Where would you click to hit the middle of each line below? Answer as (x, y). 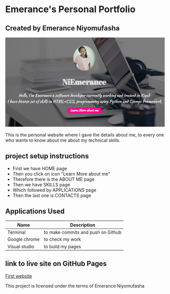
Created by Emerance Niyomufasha (62, 28)
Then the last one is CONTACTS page (52, 195)
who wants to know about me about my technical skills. (63, 140)
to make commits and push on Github (82, 233)
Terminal (16, 233)
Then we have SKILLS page (41, 184)
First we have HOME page (40, 168)
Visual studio (21, 246)
